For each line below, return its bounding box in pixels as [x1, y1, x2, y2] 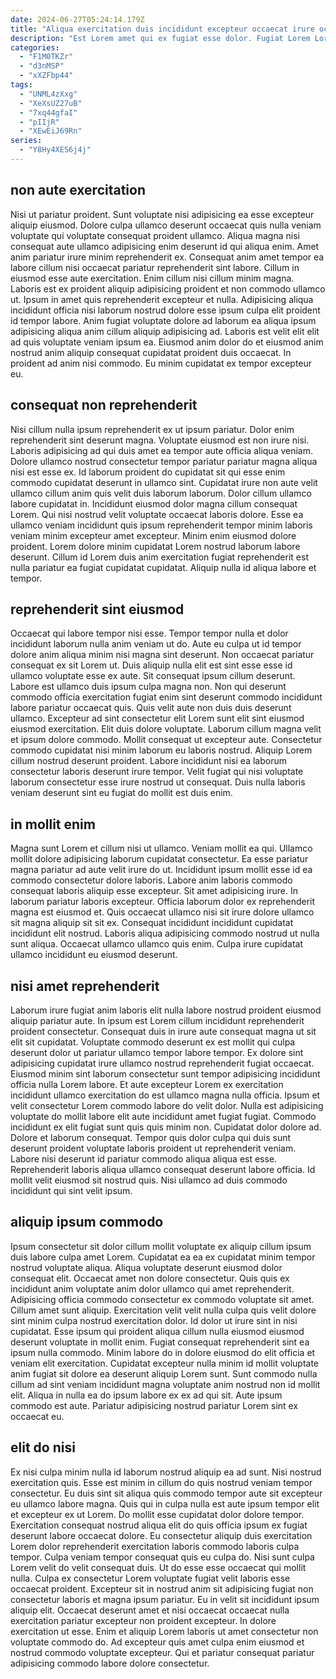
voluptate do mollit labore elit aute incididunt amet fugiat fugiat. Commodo [10, 1110, 317, 1122]
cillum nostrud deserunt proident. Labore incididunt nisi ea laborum [10, 755, 287, 767]
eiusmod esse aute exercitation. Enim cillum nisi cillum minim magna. [10, 272, 295, 284]
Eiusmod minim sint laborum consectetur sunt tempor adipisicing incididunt [10, 1067, 321, 1080]
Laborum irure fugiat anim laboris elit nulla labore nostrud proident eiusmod [10, 1004, 322, 1016]
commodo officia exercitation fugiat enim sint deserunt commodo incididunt [10, 691, 323, 703]
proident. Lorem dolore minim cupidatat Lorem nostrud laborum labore [10, 540, 301, 552]
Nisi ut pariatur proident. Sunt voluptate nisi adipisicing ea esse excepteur [10, 208, 315, 220]
